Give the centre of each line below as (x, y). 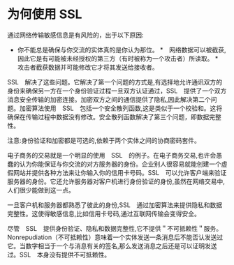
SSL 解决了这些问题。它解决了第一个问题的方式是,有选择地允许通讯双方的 (115, 82)
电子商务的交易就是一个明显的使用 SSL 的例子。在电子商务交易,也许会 (112, 155)
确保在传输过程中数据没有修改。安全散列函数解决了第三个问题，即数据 (108, 116)
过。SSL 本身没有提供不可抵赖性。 (59, 255)
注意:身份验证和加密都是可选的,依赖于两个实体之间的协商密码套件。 (104, 140)
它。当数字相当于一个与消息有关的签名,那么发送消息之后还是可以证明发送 (112, 245)
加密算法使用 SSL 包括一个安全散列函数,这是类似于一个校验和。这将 (120, 108)
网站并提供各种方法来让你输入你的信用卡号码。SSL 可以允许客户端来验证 (120, 172)
